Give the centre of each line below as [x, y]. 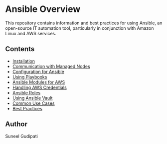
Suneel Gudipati [22, 136]
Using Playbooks [30, 77]
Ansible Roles [26, 92]
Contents [20, 49]
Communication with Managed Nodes [51, 66]
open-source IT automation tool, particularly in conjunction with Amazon [80, 28]
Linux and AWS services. [31, 33]
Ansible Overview [43, 9]
